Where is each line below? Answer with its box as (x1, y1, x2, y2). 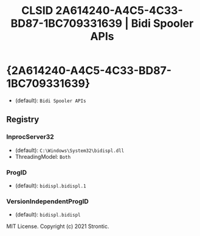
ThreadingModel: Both (15, 153, 71, 160)
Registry (6, 114, 40, 125)
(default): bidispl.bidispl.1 (15, 182, 86, 189)
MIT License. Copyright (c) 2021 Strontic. (6, 223, 109, 230)
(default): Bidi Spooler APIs (15, 97, 86, 104)
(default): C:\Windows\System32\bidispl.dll (15, 147, 125, 154)
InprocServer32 (6, 133, 55, 141)
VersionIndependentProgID (6, 197, 89, 206)
